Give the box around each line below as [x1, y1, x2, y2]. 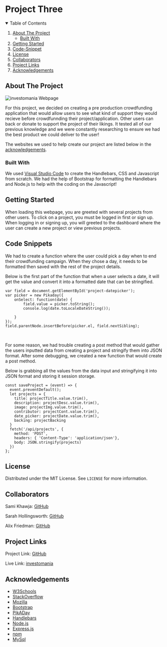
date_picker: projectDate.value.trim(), [14, 413, 99, 419]
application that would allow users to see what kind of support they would [5, 110, 157, 116]
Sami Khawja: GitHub [5, 503, 49, 509]
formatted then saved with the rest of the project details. [5, 264, 121, 270]
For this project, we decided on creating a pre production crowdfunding [5, 104, 152, 111]
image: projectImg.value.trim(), [14, 405, 84, 410]
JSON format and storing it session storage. [5, 373, 96, 379]
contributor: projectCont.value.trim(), [14, 409, 99, 414]
